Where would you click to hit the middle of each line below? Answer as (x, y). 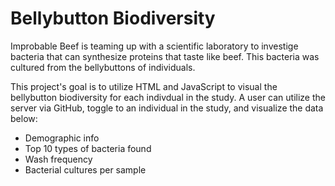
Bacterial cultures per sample (85, 169)
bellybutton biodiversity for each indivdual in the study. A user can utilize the (168, 97)
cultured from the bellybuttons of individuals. (103, 67)
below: (24, 118)
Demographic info (62, 138)
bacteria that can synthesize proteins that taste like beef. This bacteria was (165, 56)
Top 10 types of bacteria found (88, 148)
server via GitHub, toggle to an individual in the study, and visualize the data (167, 108)
